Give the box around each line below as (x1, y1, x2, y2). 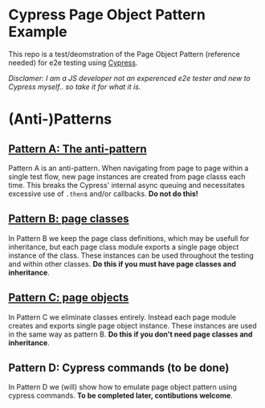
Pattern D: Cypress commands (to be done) (8, 361, 230, 374)
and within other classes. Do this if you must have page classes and (8, 259, 237, 268)
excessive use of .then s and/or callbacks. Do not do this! (8, 189, 199, 198)
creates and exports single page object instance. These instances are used (8, 320, 257, 330)
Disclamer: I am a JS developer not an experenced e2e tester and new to (8, 73, 251, 83)
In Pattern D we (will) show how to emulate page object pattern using (8, 382, 237, 392)
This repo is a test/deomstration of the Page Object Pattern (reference (8, 49, 241, 59)
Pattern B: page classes (8, 212, 130, 226)
